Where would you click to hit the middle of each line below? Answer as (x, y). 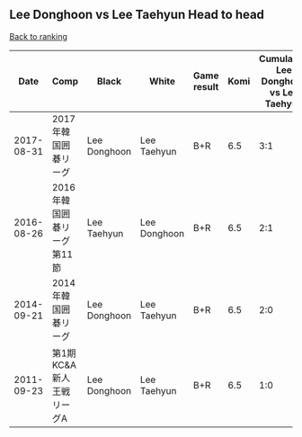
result (206, 86)
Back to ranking (38, 36)
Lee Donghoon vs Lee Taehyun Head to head (137, 15)
